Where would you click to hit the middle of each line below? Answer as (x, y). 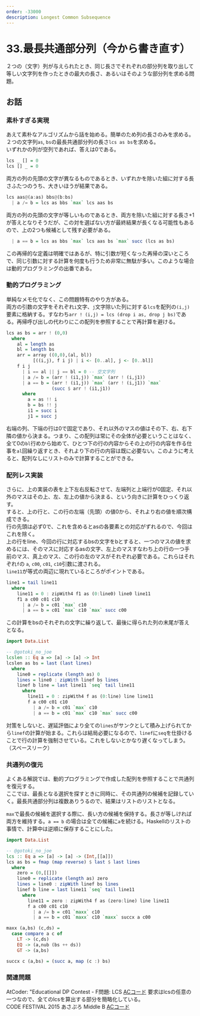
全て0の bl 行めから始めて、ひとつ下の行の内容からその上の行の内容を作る (96, 443)
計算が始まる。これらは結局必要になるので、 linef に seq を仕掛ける (111, 732)
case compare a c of (37, 934)
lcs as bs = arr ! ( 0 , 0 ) (37, 333)
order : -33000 (24, 12)
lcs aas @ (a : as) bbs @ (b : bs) (40, 197)
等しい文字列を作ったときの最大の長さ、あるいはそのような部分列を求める (98, 74)
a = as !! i (43, 400)
